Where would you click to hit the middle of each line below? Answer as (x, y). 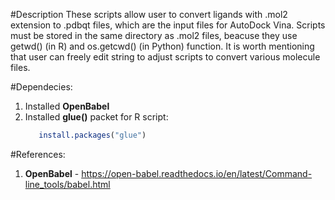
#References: (38, 154)
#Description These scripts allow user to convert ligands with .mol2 (149, 14)
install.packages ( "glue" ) (92, 135)
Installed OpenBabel (67, 106)
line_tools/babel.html (67, 184)
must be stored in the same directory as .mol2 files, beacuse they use (154, 35)
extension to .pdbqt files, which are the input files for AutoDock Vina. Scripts (168, 25)
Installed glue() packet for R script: (96, 117)
